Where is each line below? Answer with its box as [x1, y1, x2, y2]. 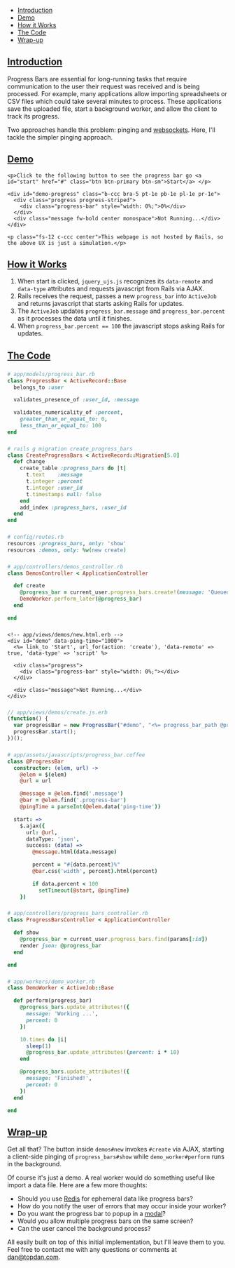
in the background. [7, 1160, 62, 1168]
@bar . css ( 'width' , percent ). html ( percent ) [32, 868, 158, 875]
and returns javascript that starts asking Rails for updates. [17, 300, 184, 308]
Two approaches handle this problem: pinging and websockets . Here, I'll [7, 126, 215, 134]
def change [13, 458, 45, 465]
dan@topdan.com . [7, 1253, 61, 1262]
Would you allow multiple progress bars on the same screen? [17, 1217, 194, 1225]
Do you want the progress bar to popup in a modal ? [17, 1210, 166, 1218]
